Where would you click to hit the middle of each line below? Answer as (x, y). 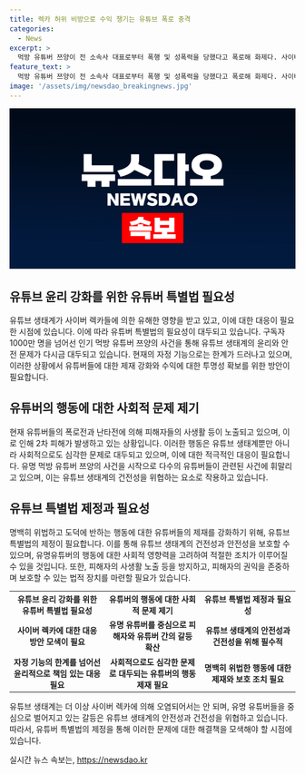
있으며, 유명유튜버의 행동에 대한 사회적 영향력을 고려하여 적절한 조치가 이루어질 (149, 554)
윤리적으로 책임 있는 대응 (57, 673)
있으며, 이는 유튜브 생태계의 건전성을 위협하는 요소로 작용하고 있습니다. (143, 477)
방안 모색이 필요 (57, 642)
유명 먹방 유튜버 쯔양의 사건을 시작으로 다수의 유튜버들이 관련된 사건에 (145, 465)
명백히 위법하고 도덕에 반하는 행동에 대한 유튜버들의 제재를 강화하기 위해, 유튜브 (150, 532)
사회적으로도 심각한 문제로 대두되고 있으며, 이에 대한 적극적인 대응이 (138, 455)
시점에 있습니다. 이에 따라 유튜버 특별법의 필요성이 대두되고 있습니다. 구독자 (152, 332)
